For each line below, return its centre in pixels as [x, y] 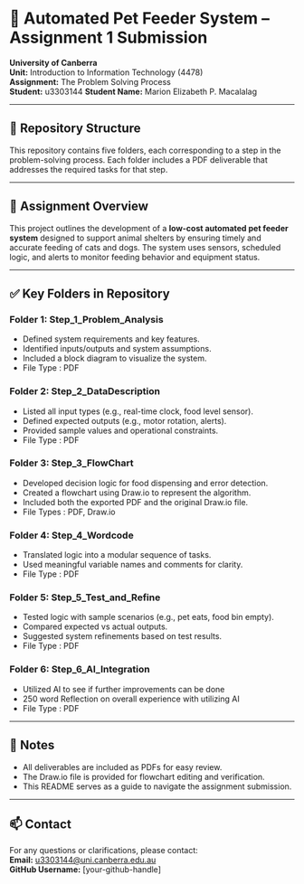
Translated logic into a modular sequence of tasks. [117, 555]
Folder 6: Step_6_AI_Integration [80, 670]
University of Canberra [53, 62]
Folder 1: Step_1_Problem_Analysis [87, 319]
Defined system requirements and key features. [111, 339]
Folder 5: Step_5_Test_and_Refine [85, 597]
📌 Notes [32, 745]
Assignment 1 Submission [109, 38]
